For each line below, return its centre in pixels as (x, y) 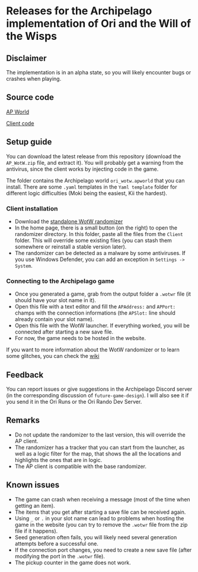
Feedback (25, 375)
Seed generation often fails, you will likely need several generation (96, 537)
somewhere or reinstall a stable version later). (71, 246)
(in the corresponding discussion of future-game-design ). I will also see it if (98, 395)
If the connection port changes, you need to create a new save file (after (103, 550)
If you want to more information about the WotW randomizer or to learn (93, 350)
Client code (20, 123)
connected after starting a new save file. (64, 332)
